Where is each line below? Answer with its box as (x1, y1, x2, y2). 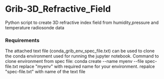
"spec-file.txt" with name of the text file (5, 69, 86, 75)
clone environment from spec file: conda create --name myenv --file (5, 59, 144, 64)
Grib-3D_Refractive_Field (5, 3, 111, 15)
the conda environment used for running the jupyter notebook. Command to (5, 53, 159, 59)
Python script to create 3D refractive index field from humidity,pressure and (5, 20, 159, 25)
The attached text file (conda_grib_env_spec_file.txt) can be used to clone (5, 48, 155, 54)
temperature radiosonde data (5, 24, 65, 30)
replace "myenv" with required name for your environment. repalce (19, 63, 155, 69)
